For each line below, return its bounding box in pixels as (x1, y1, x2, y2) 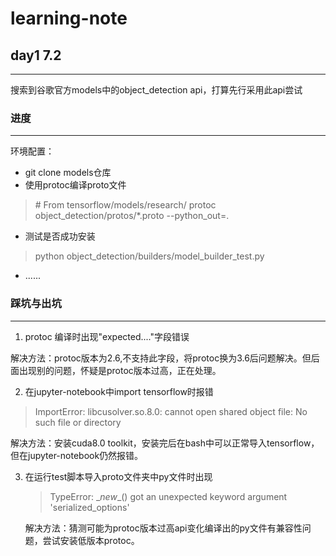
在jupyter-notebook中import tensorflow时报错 (24, 385, 214, 397)
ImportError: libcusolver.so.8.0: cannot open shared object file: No (34, 405, 308, 417)
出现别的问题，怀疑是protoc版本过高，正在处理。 (18, 364, 222, 376)
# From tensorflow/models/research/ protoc (34, 199, 217, 211)
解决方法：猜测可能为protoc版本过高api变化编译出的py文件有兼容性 (24, 522, 303, 534)
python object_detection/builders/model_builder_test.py (34, 250, 265, 262)
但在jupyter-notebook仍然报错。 (10, 449, 144, 461)
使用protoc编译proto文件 (24, 179, 127, 191)
